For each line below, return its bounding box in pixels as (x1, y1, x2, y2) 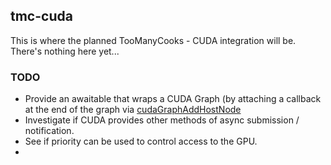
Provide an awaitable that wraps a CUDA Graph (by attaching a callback (24, 93, 322, 105)
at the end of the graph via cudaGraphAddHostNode (24, 104, 242, 116)
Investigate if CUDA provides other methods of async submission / (24, 114, 300, 126)
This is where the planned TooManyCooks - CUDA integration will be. (10, 34, 297, 46)
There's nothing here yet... (10, 45, 120, 57)
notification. (24, 125, 75, 137)
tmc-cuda (10, 8, 73, 25)
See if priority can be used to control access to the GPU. (24, 135, 258, 148)
